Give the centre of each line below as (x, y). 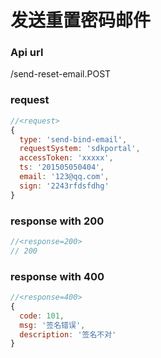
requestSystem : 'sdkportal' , (80, 149)
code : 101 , (42, 316)
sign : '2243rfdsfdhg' (64, 186)
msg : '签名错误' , (52, 325)
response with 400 (57, 276)
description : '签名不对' (68, 334)
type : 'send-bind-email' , (73, 139)
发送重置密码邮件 (81, 20)
